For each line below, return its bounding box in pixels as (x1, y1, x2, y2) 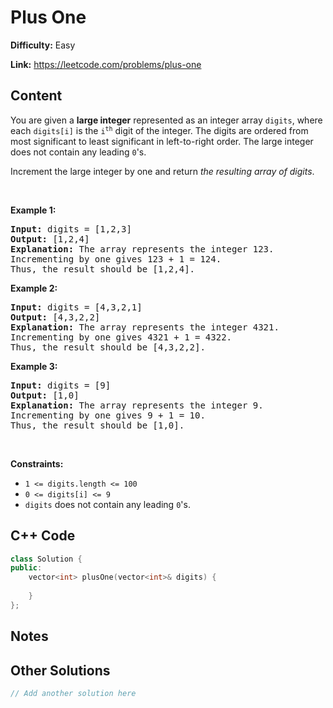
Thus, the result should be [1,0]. (10, 419, 185, 431)
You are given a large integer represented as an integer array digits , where (10, 114, 323, 126)
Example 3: (10, 360, 58, 372)
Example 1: (10, 204, 57, 216)
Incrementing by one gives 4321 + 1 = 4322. (10, 331, 233, 343)
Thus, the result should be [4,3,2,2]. (10, 341, 206, 353)
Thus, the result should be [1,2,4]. (10, 263, 196, 275)
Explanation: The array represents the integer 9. (10, 399, 264, 411)
